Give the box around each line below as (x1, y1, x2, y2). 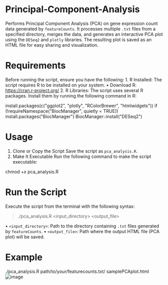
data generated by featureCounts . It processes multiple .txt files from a (5, 25, 156, 31)
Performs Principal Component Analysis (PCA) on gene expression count (5, 20, 158, 26)
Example (5, 251, 43, 263)
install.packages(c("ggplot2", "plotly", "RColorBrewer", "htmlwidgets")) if (5, 103, 157, 109)
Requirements (5, 60, 66, 72)
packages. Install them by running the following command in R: (5, 92, 137, 99)
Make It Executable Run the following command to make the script (12, 153, 151, 160)
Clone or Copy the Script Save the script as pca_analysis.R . (12, 148, 138, 154)
